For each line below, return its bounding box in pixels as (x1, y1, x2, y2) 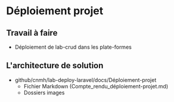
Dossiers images (23, 89, 65, 96)
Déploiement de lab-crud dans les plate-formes (14, 43, 132, 50)
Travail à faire (6, 28, 58, 38)
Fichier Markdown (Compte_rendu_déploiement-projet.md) (23, 82, 169, 90)
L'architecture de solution (6, 60, 104, 71)
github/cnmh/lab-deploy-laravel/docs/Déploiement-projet (14, 76, 157, 84)
